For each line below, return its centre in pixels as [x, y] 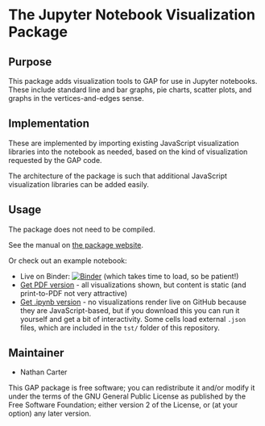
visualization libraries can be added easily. [79, 184]
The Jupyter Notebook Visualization [132, 15]
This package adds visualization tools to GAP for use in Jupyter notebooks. [133, 81]
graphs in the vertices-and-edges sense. [77, 98]
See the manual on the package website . [76, 244]
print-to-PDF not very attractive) [73, 293]
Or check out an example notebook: [68, 261]
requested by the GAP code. [55, 160]
